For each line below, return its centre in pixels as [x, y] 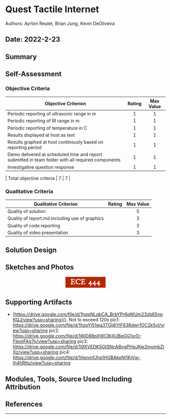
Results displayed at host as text [41, 135]
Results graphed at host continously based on [55, 142]
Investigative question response [41, 167]
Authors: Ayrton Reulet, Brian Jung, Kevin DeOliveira [60, 23]
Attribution [23, 387]
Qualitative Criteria [29, 192]
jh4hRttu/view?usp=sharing [41, 363]
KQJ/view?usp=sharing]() [39, 320]
